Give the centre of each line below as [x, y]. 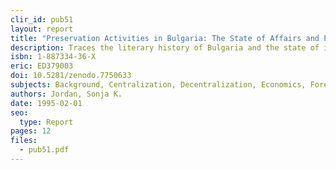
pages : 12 [31, 131]
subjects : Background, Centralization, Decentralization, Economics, [158, 85]
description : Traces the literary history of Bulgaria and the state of [165, 47]
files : [24, 141]
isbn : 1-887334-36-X [53, 57]
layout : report [42, 29]
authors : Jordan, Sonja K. [66, 94]
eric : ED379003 [42, 66]
